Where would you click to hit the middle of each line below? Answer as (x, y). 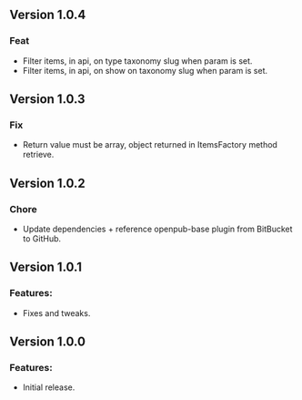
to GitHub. (42, 239)
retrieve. (38, 155)
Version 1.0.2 (48, 183)
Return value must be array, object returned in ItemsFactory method (150, 145)
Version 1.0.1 (46, 267)
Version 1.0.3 (47, 99)
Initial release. (49, 387)
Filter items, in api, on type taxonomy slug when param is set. (137, 61)
